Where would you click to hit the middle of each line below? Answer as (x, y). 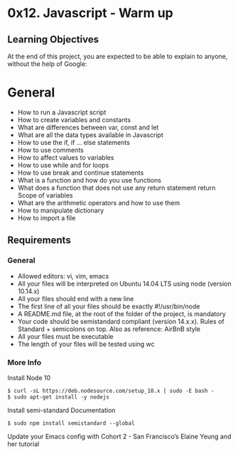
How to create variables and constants (74, 119)
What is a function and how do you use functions (90, 180)
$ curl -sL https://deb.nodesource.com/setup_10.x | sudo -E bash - (111, 391)
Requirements (39, 240)
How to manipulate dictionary (61, 210)
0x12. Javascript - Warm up (90, 13)
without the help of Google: (47, 64)
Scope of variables (45, 195)
